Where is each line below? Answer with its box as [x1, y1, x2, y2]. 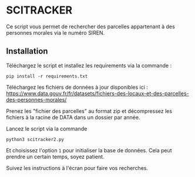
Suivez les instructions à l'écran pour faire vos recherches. [6, 164, 149, 171]
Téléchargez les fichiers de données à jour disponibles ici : [6, 84, 149, 91]
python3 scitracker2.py [6, 136, 65, 142]
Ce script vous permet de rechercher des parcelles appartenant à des [6, 23, 175, 30]
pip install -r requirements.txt [6, 73, 88, 79]
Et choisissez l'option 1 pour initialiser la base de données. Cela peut [6, 146, 172, 153]
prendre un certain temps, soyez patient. [6, 153, 105, 160]
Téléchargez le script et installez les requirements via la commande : [6, 62, 172, 69]
